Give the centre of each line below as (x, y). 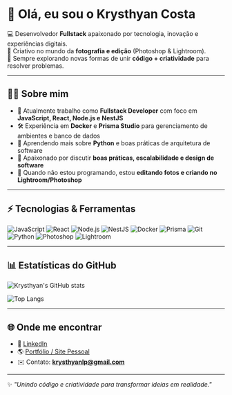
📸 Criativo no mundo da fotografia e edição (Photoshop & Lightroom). (107, 50)
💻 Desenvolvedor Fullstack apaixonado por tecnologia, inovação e (103, 33)
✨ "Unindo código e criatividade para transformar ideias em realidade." (109, 385)
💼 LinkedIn (32, 344)
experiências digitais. (37, 44)
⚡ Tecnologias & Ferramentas (71, 209)
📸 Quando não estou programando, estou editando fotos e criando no (117, 172)
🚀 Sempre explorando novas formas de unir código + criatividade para (108, 58)
